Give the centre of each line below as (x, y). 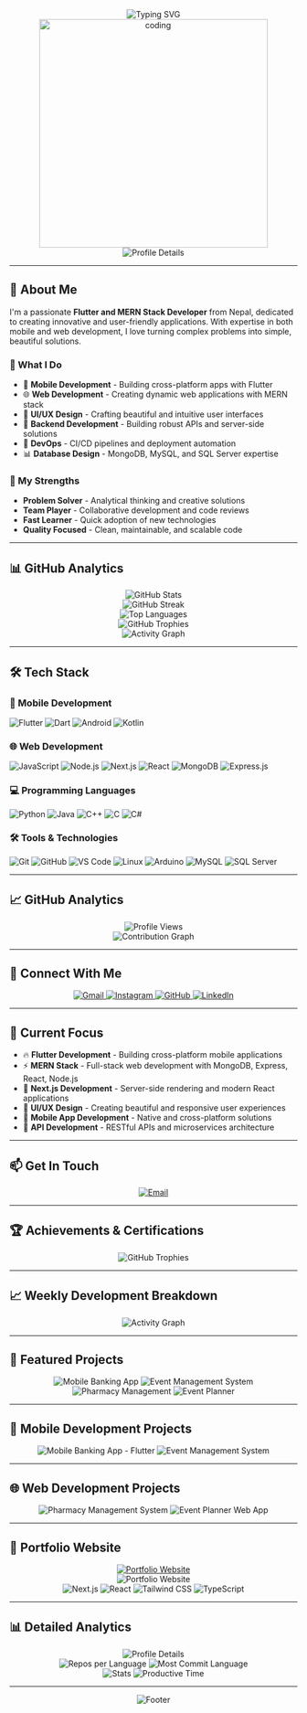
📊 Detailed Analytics (71, 1628)
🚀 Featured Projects (67, 1360)
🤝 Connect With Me (66, 974)
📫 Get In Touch (54, 1166)
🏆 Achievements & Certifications (106, 1231)
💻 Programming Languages (73, 791)
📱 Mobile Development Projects (101, 1428)
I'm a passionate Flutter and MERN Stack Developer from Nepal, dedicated (152, 312)
